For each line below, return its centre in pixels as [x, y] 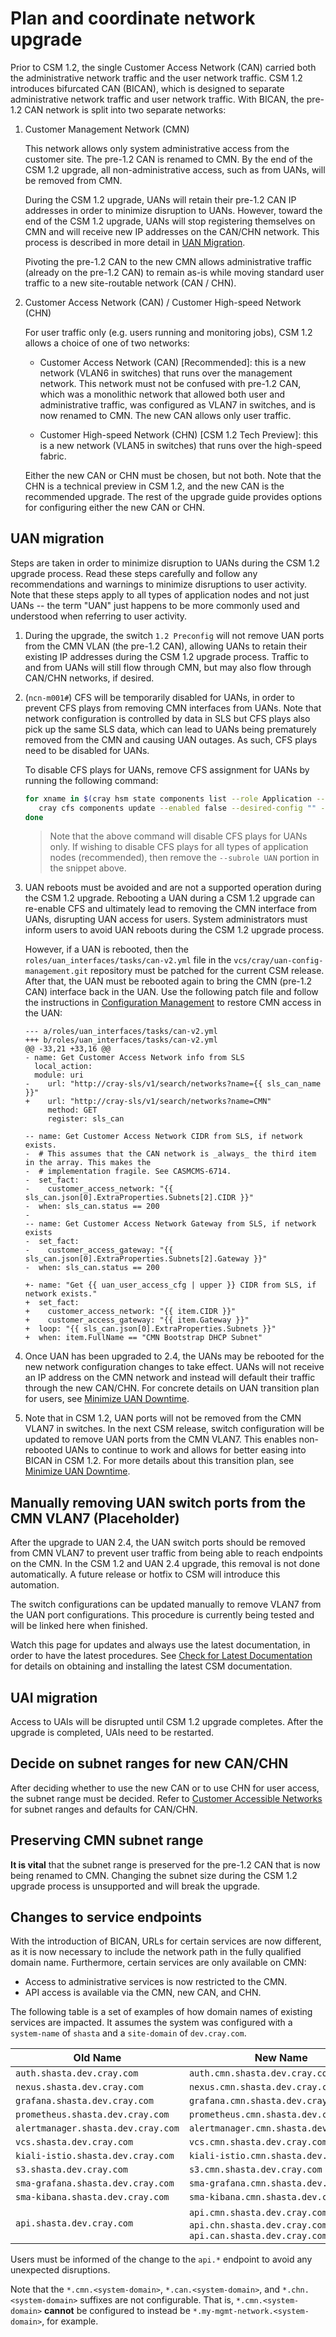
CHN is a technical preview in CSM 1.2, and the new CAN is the [154, 486]
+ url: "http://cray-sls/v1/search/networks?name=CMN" [148, 1102]
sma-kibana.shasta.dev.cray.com [92, 2197]
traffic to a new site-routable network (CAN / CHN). [130, 283]
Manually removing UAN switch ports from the [158, 1502]
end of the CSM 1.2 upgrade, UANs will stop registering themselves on [170, 221]
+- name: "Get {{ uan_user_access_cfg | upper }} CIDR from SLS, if [170, 1285]
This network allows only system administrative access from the [157, 148]
